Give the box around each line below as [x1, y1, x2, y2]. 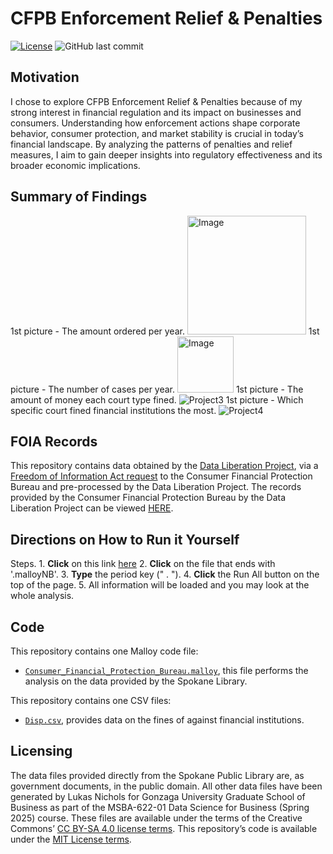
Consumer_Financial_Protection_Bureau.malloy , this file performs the [24, 665, 309, 676]
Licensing [10, 743, 73, 760]
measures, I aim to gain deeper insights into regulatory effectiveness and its [10, 148, 323, 161]
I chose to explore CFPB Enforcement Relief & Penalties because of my [10, 95, 303, 107]
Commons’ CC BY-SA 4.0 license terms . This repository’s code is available [10, 822, 318, 834]
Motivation [10, 69, 80, 86]
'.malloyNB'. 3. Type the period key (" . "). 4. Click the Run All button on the [10, 568, 320, 581]
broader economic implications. [10, 159, 141, 171]
